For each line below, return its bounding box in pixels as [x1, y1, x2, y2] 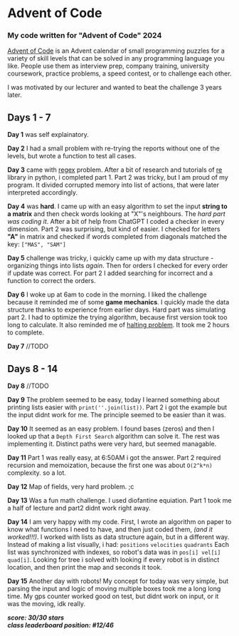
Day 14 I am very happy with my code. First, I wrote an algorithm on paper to [7, 518, 232, 526]
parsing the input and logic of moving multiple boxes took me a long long [7, 585, 221, 593]
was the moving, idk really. [7, 600, 85, 608]
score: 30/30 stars [7, 613, 65, 622]
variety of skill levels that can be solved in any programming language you [7, 54, 225, 63]
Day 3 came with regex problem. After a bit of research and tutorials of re [7, 165, 223, 174]
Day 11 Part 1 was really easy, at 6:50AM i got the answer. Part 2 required [7, 453, 221, 462]
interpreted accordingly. [7, 188, 78, 197]
